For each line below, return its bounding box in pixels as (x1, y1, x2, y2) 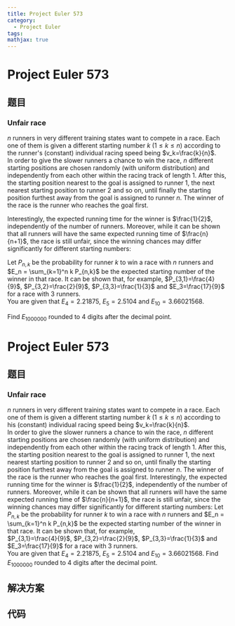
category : (7, 17, 36, 24)
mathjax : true (7, 37, 49, 44)
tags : (7, 30, 23, 37)
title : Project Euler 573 (7, 10, 83, 18)
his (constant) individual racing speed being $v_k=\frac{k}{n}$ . (7, 421, 190, 429)
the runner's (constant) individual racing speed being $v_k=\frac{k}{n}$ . (7, 149, 217, 157)
